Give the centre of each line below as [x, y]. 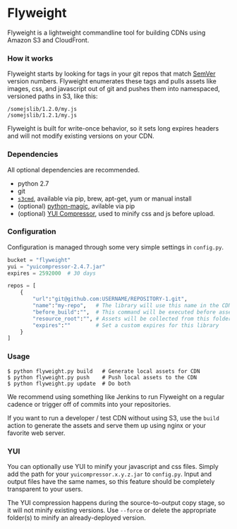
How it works [30, 58]
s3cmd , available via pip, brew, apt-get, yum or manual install [104, 198]
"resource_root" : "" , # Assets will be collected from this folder [132, 319]
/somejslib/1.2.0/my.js [42, 109]
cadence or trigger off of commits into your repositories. [89, 404]
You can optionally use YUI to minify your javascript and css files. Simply [113, 466]
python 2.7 [33, 183]
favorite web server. [36, 433]
